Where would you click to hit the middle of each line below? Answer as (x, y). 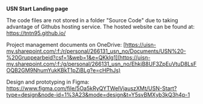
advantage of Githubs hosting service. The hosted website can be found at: (101, 27)
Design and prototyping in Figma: (48, 82)
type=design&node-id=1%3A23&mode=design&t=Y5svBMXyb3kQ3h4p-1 (98, 95)
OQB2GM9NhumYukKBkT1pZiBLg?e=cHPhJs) (64, 70)
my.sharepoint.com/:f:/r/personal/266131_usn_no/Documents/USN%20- (96, 51)
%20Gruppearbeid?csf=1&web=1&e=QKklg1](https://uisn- (78, 57)
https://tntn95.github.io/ (36, 33)
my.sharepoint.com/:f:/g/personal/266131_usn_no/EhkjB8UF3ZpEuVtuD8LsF (101, 64)
